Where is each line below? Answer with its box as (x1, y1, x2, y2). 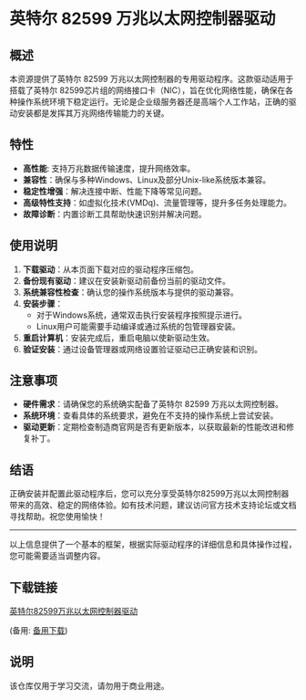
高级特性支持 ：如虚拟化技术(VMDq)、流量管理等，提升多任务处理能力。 (22, 197, 291, 208)
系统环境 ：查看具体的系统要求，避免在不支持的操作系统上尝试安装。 (22, 410, 279, 421)
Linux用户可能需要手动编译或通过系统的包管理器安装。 (36, 320, 241, 331)
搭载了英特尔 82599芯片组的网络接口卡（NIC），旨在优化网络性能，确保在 (9, 85, 286, 96)
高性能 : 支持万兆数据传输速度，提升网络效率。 (22, 162, 196, 173)
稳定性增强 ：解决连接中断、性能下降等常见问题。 (22, 185, 207, 196)
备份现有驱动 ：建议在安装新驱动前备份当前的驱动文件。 (22, 275, 230, 286)
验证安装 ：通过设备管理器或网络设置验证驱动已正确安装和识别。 (22, 343, 262, 354)
